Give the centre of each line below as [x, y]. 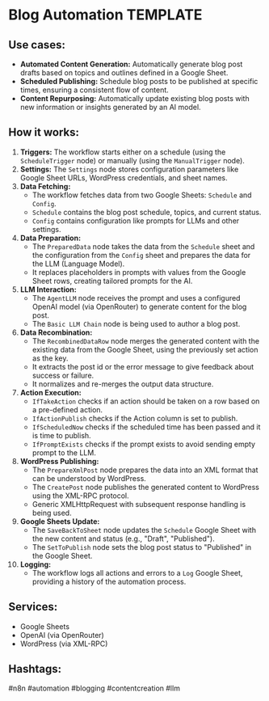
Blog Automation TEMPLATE [105, 15]
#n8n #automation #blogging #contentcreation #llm [94, 688]
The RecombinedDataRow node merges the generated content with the [146, 340]
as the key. [50, 358]
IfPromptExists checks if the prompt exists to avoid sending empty [144, 444]
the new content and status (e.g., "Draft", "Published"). [124, 538]
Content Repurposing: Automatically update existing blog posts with [134, 98]
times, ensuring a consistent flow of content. [95, 90]
